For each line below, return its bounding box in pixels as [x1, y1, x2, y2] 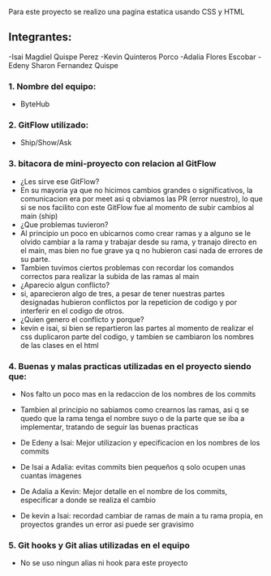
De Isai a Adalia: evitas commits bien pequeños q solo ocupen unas [19, 462, 246, 471]
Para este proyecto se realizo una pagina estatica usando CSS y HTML [8, 7, 245, 16]
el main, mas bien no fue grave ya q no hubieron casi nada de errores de [19, 245, 264, 255]
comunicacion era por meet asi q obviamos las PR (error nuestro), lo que [19, 194, 264, 204]
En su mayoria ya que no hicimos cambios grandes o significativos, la [19, 185, 253, 195]
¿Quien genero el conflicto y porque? [19, 314, 144, 324]
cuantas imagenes [19, 471, 83, 480]
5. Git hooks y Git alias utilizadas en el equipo [8, 539, 191, 551]
